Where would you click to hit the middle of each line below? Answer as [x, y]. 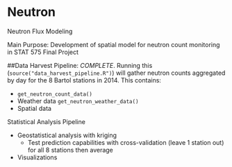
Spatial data [34, 108]
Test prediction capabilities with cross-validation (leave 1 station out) [126, 142]
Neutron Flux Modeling [40, 31]
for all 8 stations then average [70, 150]
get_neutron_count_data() [55, 94]
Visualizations [37, 157]
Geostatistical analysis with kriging [67, 135]
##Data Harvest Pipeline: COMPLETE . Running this [80, 65]
